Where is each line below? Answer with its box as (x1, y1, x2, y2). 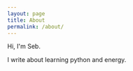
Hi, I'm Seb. (7, 42, 41, 51)
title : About (7, 17, 45, 24)
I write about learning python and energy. (7, 56, 127, 64)
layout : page (7, 10, 45, 17)
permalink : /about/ (7, 23, 64, 30)
